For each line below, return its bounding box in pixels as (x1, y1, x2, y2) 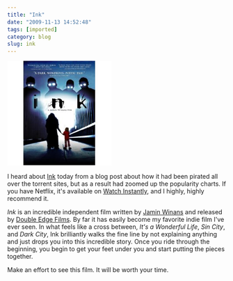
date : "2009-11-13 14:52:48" (7, 18, 92, 26)
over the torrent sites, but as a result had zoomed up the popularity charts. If (7, 179, 226, 188)
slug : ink (7, 40, 36, 48)
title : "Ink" (7, 11, 45, 18)
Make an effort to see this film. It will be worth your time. (7, 266, 169, 274)
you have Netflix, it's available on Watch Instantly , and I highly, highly (7, 187, 204, 195)
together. (7, 252, 33, 261)
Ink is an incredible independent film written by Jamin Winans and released (7, 208, 223, 216)
